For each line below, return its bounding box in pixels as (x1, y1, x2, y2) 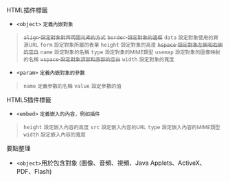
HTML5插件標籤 (6, 95, 52, 104)
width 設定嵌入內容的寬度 (23, 131, 87, 138)
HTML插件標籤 (6, 6, 49, 14)
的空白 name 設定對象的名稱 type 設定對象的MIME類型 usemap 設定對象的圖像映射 (23, 49, 220, 56)
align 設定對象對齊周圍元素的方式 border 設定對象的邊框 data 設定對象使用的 (23, 34, 214, 41)
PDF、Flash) (16, 168, 52, 175)
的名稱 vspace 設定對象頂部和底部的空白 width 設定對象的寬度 (23, 56, 174, 63)
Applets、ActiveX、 (150, 159, 207, 167)
